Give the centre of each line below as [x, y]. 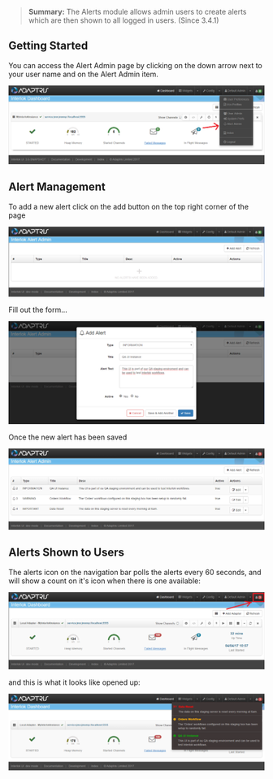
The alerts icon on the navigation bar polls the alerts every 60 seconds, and [135, 572]
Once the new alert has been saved [68, 437]
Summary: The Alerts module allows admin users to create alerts [137, 12]
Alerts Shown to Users [66, 553]
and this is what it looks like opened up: [74, 682]
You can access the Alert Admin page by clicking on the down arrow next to [135, 65]
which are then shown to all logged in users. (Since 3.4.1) [123, 20]
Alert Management [57, 187]
